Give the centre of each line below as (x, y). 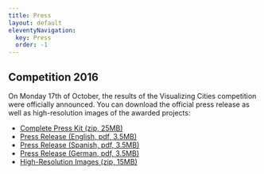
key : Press (33, 38)
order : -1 (31, 45)
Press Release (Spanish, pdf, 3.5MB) (80, 145)
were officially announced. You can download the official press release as (129, 104)
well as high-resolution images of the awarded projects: (99, 112)
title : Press (30, 15)
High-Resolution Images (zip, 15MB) (78, 161)
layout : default (35, 23)
